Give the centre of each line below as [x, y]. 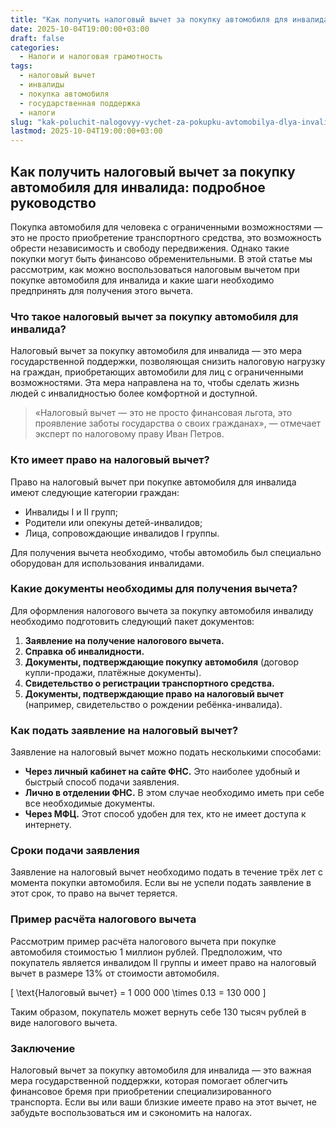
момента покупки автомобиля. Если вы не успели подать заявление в [161, 883]
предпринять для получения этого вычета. [102, 290]
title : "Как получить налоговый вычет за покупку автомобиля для [149, 19]
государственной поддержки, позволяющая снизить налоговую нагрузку [168, 362]
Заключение [43, 1048]
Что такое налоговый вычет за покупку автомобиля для [154, 316]
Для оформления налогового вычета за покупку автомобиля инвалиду [162, 610]
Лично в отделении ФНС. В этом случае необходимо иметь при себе [174, 793]
